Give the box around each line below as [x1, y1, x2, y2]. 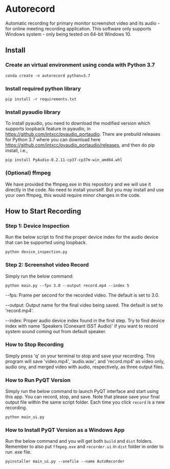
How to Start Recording [5, 207, 81, 215]
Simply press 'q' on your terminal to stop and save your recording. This [5, 353, 155, 359]
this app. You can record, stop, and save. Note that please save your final [5, 394, 160, 400]
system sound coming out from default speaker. [5, 328, 107, 334]
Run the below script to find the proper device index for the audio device [5, 234, 159, 240]
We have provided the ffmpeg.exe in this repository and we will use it [5, 181, 151, 187]
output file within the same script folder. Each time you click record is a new [5, 399, 165, 405]
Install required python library [5, 85, 81, 92]
